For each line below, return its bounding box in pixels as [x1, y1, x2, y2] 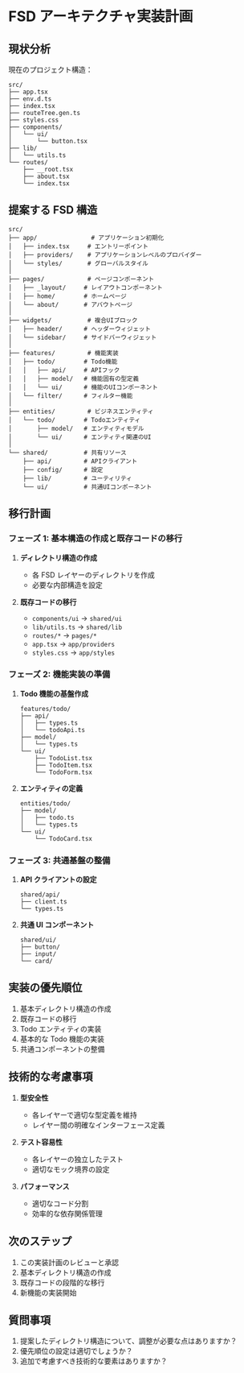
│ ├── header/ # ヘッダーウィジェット [8, 325, 151, 333]
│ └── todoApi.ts [19, 726, 86, 734]
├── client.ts [19, 898, 67, 906]
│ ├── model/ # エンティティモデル [8, 424, 144, 432]
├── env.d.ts [8, 95, 52, 103]
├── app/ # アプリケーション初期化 [8, 234, 165, 242]
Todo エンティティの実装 [19, 1024, 102, 1033]
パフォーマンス [19, 1181, 70, 1191]
